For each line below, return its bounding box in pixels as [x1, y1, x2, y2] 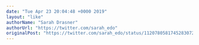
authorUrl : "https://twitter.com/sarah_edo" [6, 25, 118, 31]
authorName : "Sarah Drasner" [6, 19, 78, 25]
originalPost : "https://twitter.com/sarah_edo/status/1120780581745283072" [6, 30, 197, 36]
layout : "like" [6, 14, 44, 20]
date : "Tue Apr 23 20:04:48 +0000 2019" [6, 8, 108, 15]
